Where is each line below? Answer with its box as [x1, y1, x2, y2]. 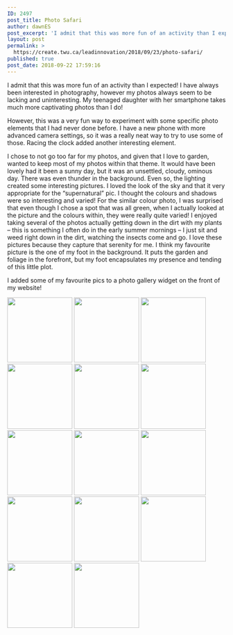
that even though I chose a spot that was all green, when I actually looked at [7, 203, 225, 212]
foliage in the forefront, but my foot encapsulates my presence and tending [7, 255, 222, 264]
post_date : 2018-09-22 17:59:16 [7, 62, 101, 69]
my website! [7, 283, 42, 291]
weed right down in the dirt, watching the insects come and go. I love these [7, 233, 223, 242]
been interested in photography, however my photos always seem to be [7, 88, 212, 96]
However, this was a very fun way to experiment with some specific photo [7, 116, 218, 125]
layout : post [7, 36, 45, 43]
